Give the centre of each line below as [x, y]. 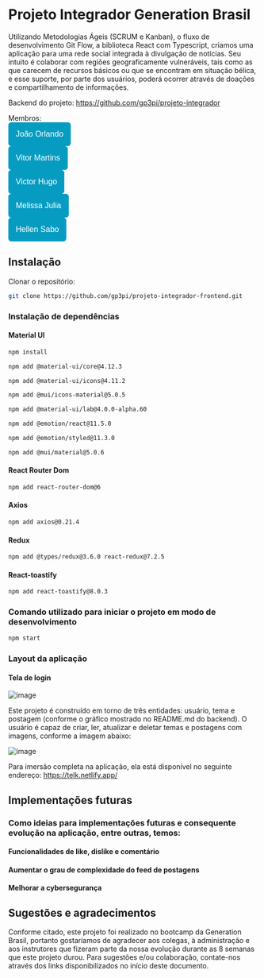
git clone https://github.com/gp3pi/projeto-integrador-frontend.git [126, 296]
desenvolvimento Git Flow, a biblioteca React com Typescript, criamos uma [131, 44]
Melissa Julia [38, 205]
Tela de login [30, 678]
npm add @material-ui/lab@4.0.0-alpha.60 [78, 410]
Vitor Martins [38, 157]
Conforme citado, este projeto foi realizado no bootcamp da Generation [125, 932]
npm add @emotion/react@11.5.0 [60, 424]
